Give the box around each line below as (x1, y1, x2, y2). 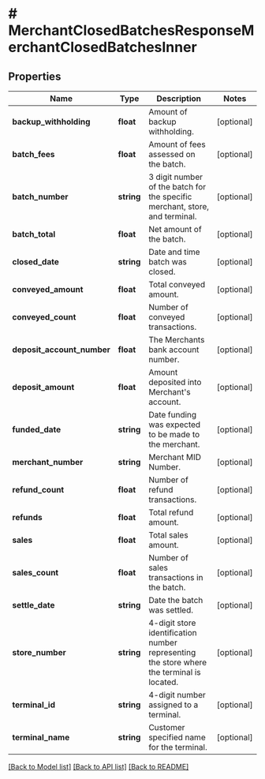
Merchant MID (148, 451, 202, 463)
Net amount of (148, 224, 203, 234)
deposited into (148, 376, 202, 388)
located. (148, 676, 179, 687)
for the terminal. (148, 742, 207, 752)
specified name (148, 732, 207, 743)
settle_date (12, 600, 55, 610)
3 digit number (148, 171, 203, 182)
